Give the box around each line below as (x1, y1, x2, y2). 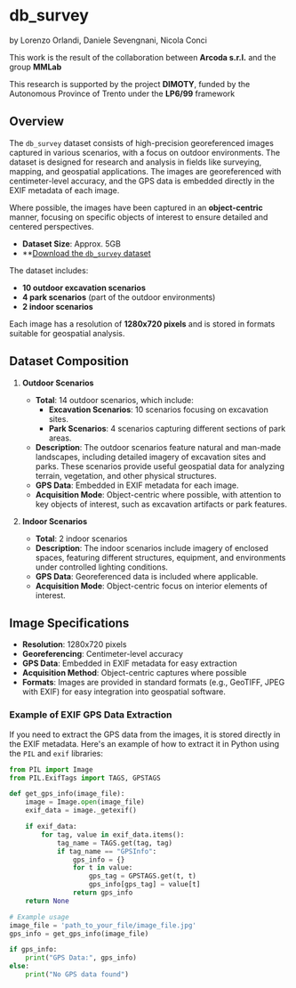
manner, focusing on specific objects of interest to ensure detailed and (9, 211, 268, 223)
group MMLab (9, 61, 62, 72)
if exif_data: (25, 822, 77, 831)
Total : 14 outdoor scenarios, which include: (35, 394, 194, 405)
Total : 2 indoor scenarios (35, 533, 128, 544)
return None (25, 896, 69, 905)
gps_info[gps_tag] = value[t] (88, 880, 201, 889)
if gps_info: (9, 945, 58, 954)
